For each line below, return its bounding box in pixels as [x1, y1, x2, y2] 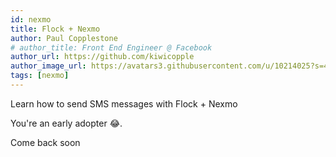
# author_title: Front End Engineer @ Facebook [10, 42, 213, 53]
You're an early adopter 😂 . [10, 117, 123, 129]
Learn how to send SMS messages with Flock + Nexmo [10, 97, 238, 110]
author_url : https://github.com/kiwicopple [10, 52, 195, 62]
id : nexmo [10, 14, 52, 25]
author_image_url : [10, 61, 87, 71]
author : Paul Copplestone [10, 33, 118, 43]
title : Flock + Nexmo [10, 24, 101, 34]
